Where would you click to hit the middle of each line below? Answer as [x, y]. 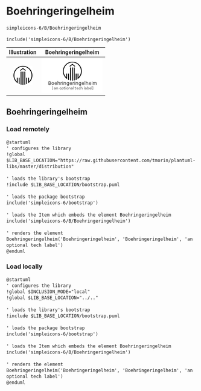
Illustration [23, 52]
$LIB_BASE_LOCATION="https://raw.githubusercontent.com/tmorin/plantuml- [101, 160]
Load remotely [28, 129]
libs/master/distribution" [40, 166]
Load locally [24, 266]
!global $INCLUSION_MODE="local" [48, 292]
